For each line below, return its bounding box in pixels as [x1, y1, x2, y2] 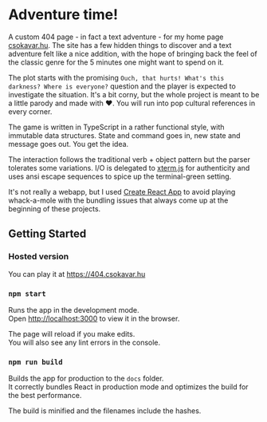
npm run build [8, 357, 63, 366]
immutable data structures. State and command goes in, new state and [8, 130, 241, 140]
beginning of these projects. [8, 203, 101, 213]
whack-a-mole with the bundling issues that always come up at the [8, 195, 229, 205]
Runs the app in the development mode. [8, 305, 139, 314]
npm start [8, 289, 46, 298]
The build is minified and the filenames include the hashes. [8, 406, 202, 416]
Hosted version [8, 251, 69, 262]
